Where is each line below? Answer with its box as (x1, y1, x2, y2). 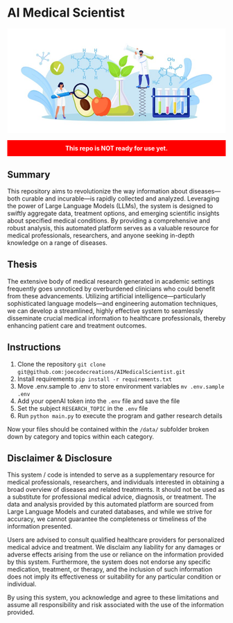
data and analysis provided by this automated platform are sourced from (7, 500, 214, 509)
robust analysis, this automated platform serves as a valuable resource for (7, 224, 219, 232)
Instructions (7, 341, 61, 353)
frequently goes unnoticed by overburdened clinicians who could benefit (7, 284, 216, 293)
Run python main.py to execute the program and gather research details (17, 411, 223, 420)
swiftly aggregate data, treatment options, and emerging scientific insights (7, 210, 220, 218)
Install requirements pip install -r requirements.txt (17, 375, 172, 383)
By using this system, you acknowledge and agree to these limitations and (7, 593, 219, 601)
